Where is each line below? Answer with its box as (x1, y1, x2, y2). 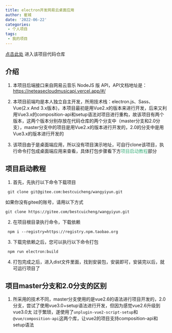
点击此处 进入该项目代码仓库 (5, 51, 65, 57)
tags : (5, 31, 17, 36)
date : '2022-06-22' (5, 17, 47, 22)
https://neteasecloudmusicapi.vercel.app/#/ (12, 88, 106, 94)
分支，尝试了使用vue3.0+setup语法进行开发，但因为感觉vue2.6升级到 (12, 303, 161, 309)
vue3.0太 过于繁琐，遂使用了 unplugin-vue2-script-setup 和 (12, 309, 139, 315)
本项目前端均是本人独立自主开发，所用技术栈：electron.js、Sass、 (12, 98, 154, 104)
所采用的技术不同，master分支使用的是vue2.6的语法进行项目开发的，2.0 (12, 296, 166, 302)
